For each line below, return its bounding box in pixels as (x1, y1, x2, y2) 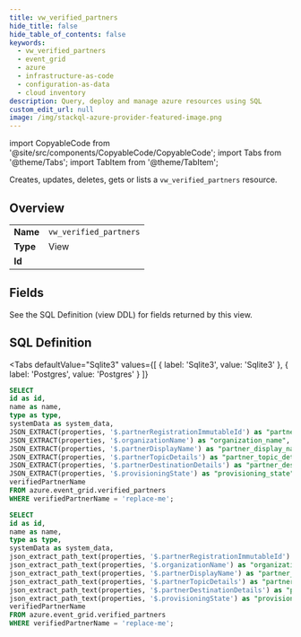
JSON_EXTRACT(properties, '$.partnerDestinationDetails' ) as (9, 461, 243, 470)
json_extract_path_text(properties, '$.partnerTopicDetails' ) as (9, 577, 258, 586)
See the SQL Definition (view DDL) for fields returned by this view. (9, 309, 253, 319)
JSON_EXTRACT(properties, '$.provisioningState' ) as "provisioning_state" (9, 469, 295, 478)
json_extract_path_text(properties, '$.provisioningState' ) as (9, 594, 251, 603)
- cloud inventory (17, 88, 87, 97)
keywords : (9, 38, 47, 48)
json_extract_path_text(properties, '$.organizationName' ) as (9, 561, 246, 570)
